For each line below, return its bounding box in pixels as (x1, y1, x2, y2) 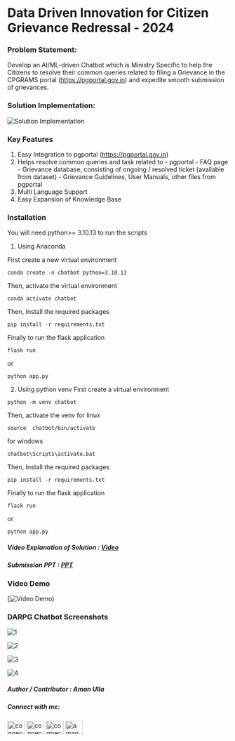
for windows (7, 437, 43, 445)
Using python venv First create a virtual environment (17, 385, 170, 394)
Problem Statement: (7, 45, 77, 55)
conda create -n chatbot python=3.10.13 (7, 269, 128, 277)
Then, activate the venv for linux (7, 411, 100, 419)
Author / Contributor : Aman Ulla (7, 685, 105, 693)
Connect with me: (7, 702, 60, 711)
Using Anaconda (17, 242, 66, 251)
